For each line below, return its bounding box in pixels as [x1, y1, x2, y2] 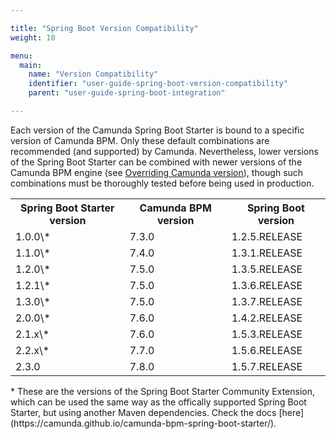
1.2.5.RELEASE [231, 229, 303, 243]
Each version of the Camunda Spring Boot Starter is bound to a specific [10, 124, 305, 136]
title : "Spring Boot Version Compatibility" [10, 23, 199, 33]
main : [19, 60, 43, 70]
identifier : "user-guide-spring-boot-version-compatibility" [28, 79, 288, 89]
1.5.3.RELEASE [231, 327, 303, 341]
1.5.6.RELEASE [231, 343, 303, 357]
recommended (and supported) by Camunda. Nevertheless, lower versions [10, 145, 319, 157]
